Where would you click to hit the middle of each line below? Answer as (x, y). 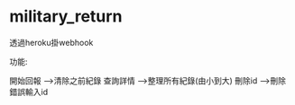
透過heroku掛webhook (51, 42)
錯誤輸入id (28, 92)
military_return (66, 17)
